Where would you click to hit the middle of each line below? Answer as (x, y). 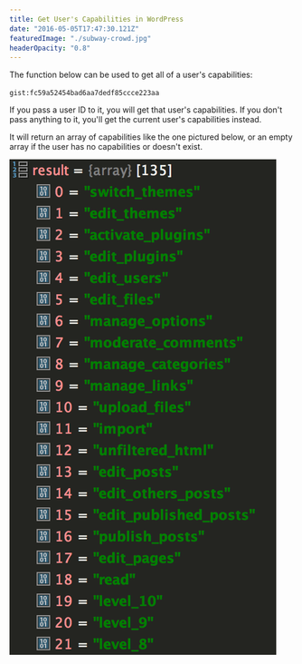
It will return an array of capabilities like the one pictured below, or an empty (151, 137)
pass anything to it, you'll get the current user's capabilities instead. (136, 120)
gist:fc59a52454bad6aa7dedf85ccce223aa (85, 93)
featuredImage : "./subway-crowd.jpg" (80, 38)
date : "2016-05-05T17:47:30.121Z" (75, 29)
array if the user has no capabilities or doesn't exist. (106, 147)
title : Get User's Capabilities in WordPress (96, 19)
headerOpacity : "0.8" (50, 48)
